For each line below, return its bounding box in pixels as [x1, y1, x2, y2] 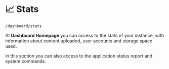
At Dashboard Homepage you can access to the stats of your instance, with [5, 32, 164, 38]
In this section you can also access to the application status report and [5, 53, 153, 59]
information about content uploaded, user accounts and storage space [5, 38, 153, 44]
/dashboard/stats [5, 23, 42, 29]
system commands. [5, 58, 47, 64]
